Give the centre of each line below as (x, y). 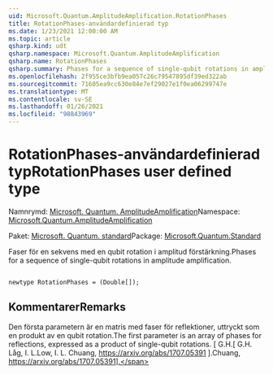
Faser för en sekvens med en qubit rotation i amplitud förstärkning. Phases (132, 251)
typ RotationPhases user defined (120, 172)
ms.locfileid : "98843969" (52, 115)
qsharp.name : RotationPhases (58, 62)
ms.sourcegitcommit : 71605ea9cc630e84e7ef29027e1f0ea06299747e (118, 84)
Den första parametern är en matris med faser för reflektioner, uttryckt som (134, 327)
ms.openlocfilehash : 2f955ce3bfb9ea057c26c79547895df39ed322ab (118, 76)
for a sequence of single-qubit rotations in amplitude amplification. (120, 260)
